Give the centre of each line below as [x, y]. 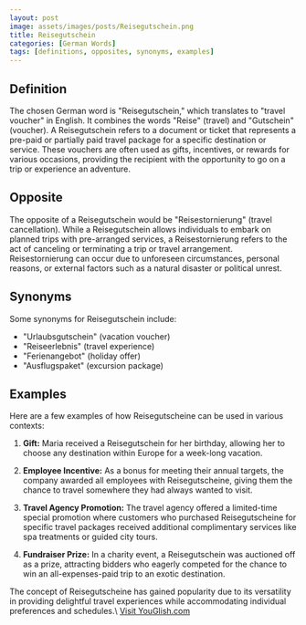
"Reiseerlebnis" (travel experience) [89, 346]
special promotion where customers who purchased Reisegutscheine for [159, 517]
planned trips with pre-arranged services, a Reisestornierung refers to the [148, 239]
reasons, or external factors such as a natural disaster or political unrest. [146, 268]
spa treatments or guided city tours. [90, 537]
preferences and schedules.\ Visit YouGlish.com [100, 611]
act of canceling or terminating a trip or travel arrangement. [121, 248]
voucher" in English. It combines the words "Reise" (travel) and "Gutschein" [152, 120]
